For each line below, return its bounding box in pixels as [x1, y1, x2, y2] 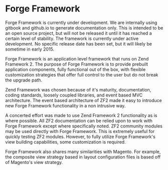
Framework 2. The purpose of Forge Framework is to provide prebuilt [5, 61, 148, 67]
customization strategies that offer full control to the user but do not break [5, 71, 158, 77]
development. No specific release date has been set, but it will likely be [5, 40, 152, 46]
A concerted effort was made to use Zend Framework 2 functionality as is [5, 112, 157, 118]
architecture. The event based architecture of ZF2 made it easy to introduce [5, 97, 162, 103]
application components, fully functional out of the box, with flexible [5, 66, 146, 72]
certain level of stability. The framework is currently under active [5, 35, 139, 41]
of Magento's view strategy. [5, 159, 63, 165]
